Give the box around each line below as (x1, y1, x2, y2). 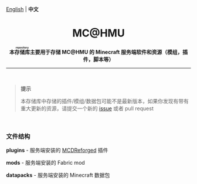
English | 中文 (6, 6, 39, 12)
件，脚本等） (83, 56, 114, 63)
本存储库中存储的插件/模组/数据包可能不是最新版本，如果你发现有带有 (20, 97, 189, 104)
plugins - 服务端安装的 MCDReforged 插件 (6, 146, 108, 154)
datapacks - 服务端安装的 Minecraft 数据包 (6, 172, 110, 179)
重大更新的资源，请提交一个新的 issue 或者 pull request (20, 105, 154, 112)
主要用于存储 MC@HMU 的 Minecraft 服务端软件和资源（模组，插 (29, 48, 188, 55)
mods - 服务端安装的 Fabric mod (6, 159, 85, 166)
